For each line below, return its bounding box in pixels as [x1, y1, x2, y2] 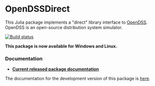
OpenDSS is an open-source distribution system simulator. [5, 24, 123, 30]
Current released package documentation [12, 66, 99, 72]
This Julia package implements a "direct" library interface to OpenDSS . [5, 19, 148, 25]
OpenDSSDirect [5, 3, 70, 14]
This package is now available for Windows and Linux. [5, 43, 117, 49]
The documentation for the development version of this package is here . [5, 76, 151, 82]
